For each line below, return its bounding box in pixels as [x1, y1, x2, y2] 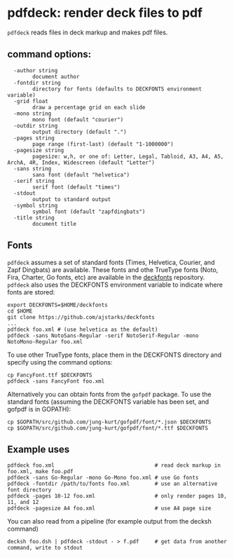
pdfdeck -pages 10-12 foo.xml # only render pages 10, [7, 493, 228, 500]
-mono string [13, 110, 52, 117]
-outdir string [13, 122, 58, 129]
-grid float [13, 97, 49, 104]
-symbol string [13, 202, 58, 209]
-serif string [13, 177, 55, 184]
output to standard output [32, 196, 111, 203]
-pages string [13, 135, 55, 142]
